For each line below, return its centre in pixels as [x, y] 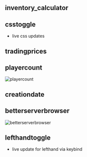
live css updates [28, 36]
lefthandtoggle [28, 138]
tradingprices [26, 51]
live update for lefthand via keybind [47, 149]
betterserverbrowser [37, 111]
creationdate [25, 94]
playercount [24, 67]
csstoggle [20, 24]
